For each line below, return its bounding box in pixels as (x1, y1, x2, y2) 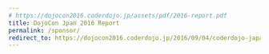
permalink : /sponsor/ (8, 26, 81, 34)
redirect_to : (8, 33, 52, 42)
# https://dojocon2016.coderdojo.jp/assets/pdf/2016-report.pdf (8, 11, 227, 20)
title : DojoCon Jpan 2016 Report (8, 19, 120, 27)
